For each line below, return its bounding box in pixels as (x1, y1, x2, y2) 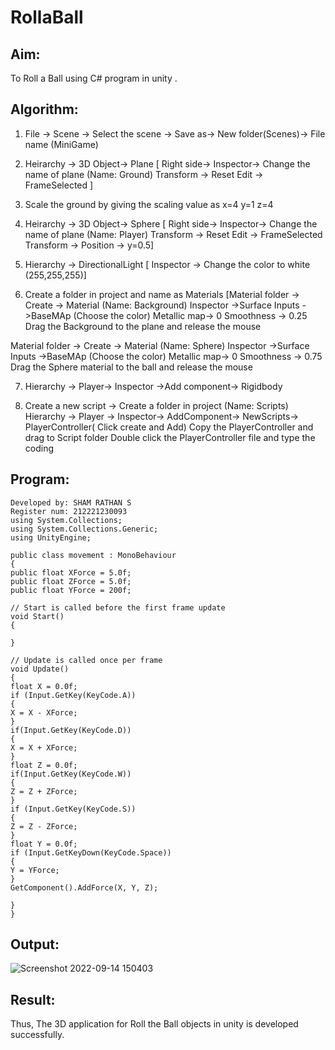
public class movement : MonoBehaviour (10, 550, 177, 560)
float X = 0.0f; (10, 681, 78, 691)
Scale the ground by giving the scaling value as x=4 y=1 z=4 (24, 198, 274, 210)
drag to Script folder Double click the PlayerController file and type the (24, 431, 316, 443)
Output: (10, 936, 60, 953)
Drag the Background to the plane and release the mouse (24, 320, 262, 332)
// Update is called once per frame (10, 655, 163, 665)
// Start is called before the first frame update (10, 602, 226, 613)
